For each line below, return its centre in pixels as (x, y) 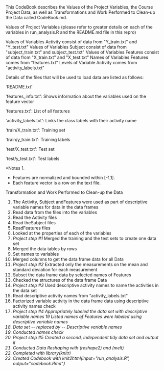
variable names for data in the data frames (55, 207)
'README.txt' (19, 87)
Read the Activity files (35, 217)
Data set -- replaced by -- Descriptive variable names (67, 327)
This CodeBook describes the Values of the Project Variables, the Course (79, 7)
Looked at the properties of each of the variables (62, 233)
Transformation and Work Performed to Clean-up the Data (64, 192)
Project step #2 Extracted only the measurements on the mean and (80, 264)
